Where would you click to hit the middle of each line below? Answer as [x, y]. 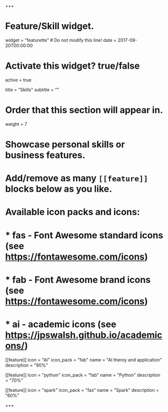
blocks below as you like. [59, 189]
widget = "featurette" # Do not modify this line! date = [61, 40]
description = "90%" [27, 365]
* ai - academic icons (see [61, 324]
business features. [45, 155]
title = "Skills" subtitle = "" [32, 89]
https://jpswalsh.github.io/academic [84, 335]
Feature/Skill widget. [50, 26]
